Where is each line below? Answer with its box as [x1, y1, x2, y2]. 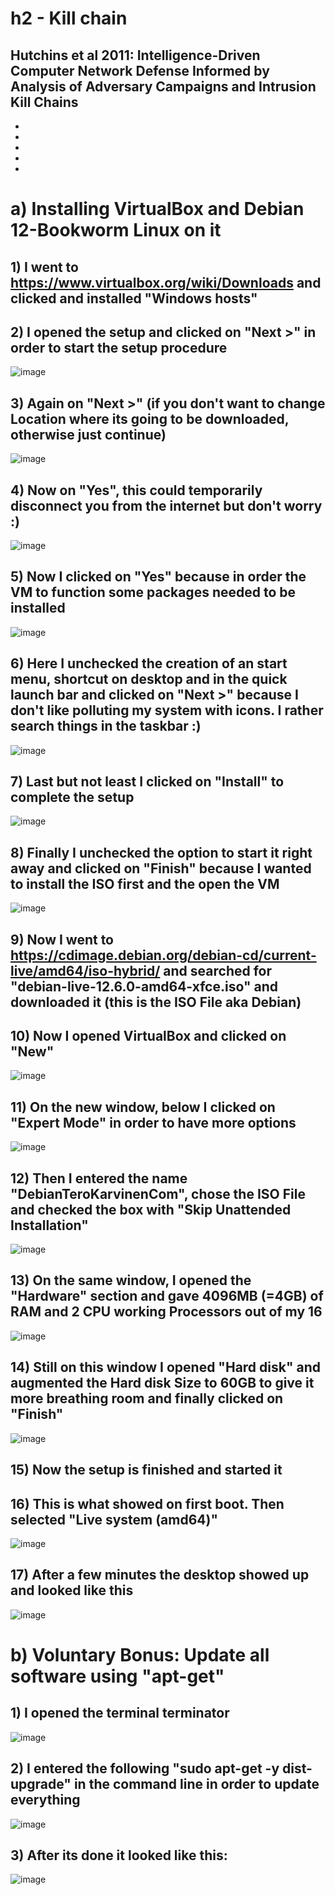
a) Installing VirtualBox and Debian [10, 198, 305, 221]
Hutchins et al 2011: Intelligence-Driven [10, 47, 261, 64]
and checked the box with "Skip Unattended [10, 1201, 292, 1218]
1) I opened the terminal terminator [10, 1705, 230, 1722]
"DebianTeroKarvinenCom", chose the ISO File [10, 1185, 306, 1202]
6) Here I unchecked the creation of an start [10, 655, 288, 672]
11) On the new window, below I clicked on [10, 1098, 276, 1116]
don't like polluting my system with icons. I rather [10, 702, 324, 719]
